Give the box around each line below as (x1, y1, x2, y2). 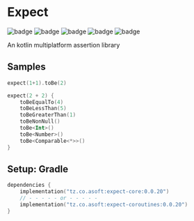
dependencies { (7, 182, 51, 189)
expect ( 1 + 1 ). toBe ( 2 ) (7, 79, 67, 86)
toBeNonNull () (19, 118, 60, 125)
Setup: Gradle (7, 163, 68, 175)
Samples (7, 61, 47, 73)
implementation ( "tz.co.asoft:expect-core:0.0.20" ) (19, 188, 170, 195)
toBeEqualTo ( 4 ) (19, 98, 64, 105)
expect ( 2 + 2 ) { (7, 92, 54, 99)
